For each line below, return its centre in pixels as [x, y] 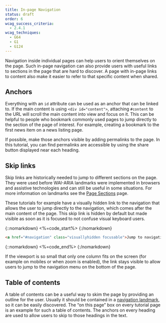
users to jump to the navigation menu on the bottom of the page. [71, 267]
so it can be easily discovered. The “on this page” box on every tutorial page [83, 305]
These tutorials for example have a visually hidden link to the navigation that [83, 203]
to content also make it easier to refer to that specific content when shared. [82, 76]
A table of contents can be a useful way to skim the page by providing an [80, 294]
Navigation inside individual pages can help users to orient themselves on [80, 60]
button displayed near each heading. [42, 150]
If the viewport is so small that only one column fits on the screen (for [76, 256]
